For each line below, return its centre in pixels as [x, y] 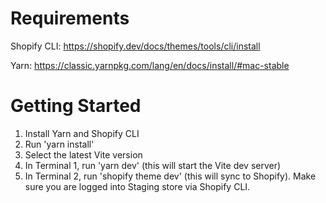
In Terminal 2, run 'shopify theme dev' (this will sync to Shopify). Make [170, 176]
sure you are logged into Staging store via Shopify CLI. [137, 186]
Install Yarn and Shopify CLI [82, 133]
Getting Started [76, 106]
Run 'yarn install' [59, 144]
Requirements [70, 18]
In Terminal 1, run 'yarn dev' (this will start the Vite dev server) [153, 165]
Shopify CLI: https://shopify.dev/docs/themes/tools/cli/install [135, 46]
